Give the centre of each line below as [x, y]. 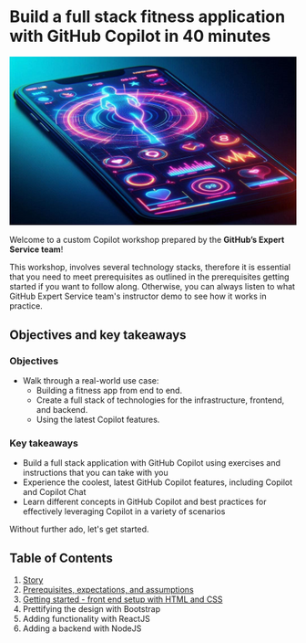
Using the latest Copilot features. [98, 419]
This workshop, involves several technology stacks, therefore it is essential [150, 268]
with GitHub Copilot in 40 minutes [140, 36]
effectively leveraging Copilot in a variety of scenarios [124, 511]
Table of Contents [61, 558]
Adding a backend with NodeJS [82, 628]
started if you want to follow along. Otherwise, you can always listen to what [153, 287]
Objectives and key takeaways [98, 335]
